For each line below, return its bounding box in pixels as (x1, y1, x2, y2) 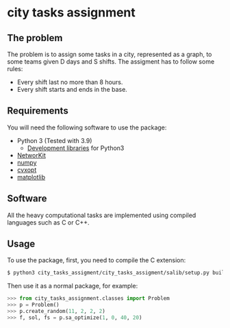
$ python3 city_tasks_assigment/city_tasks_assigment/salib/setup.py (7, 269, 210, 277)
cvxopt (16, 166, 37, 174)
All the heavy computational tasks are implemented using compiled (7, 211, 196, 219)
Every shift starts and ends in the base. (16, 86, 128, 93)
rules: (7, 65, 23, 73)
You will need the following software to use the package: (7, 123, 167, 131)
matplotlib (16, 173, 46, 181)
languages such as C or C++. (7, 218, 90, 227)
